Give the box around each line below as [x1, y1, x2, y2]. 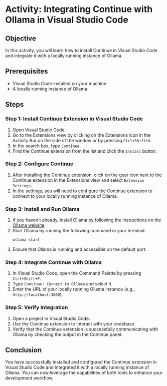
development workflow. [5, 375, 54, 381]
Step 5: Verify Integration [5, 304, 68, 311]
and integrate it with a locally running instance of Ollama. [5, 53, 123, 59]
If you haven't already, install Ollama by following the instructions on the [12, 217, 161, 223]
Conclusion [5, 345, 42, 354]
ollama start [12, 237, 40, 242]
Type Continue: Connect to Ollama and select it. [12, 281, 113, 287]
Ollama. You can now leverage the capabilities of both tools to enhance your [5, 369, 163, 376]
